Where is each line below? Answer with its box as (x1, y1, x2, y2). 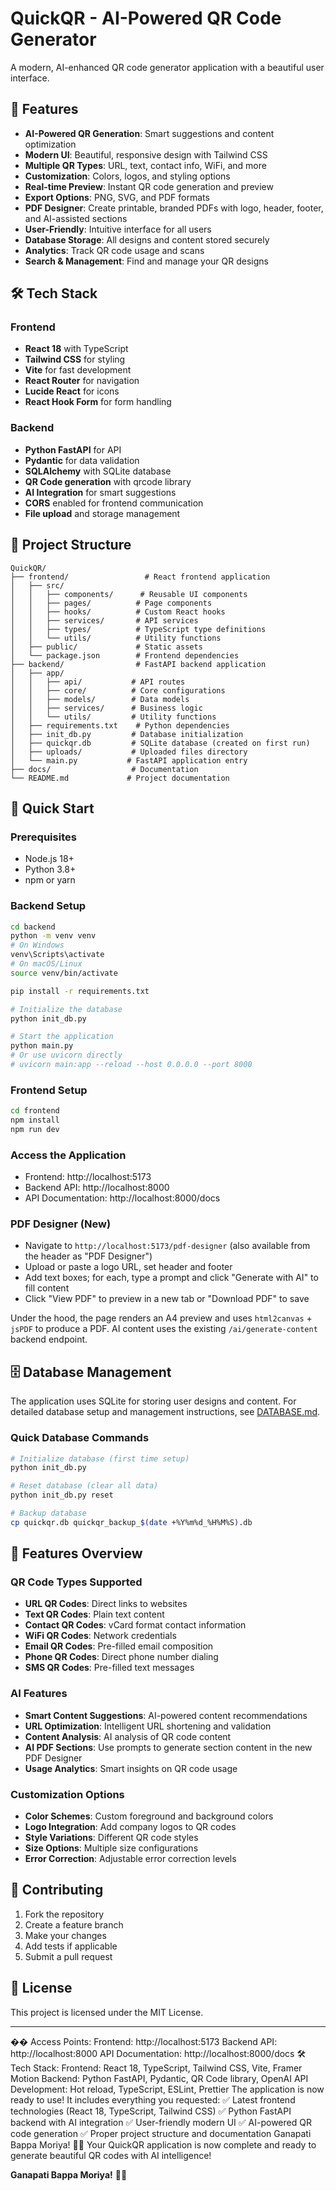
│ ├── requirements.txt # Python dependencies (10, 720, 230, 731)
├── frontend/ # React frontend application (10, 572, 271, 582)
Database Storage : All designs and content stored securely (24, 233, 270, 246)
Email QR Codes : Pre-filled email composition (24, 1640, 214, 1652)
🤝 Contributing (10, 1882, 104, 1899)
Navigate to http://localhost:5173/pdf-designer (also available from (24, 1240, 311, 1252)
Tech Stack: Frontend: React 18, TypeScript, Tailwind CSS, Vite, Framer (10, 2062, 303, 2074)
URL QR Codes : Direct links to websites (24, 1598, 188, 1610)
